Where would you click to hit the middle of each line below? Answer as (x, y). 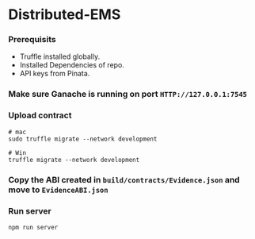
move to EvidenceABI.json (58, 190)
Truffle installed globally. (60, 56)
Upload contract (40, 115)
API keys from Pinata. (55, 74)
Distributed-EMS (65, 15)
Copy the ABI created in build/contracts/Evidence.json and (124, 179)
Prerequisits (32, 40)
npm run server (33, 227)
